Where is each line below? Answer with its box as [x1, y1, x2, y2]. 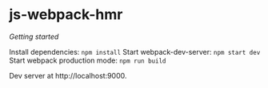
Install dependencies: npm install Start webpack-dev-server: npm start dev [9, 47, 261, 56]
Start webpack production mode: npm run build [9, 55, 166, 65]
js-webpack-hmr [9, 6, 123, 24]
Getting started [9, 32, 59, 41]
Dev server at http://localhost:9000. [9, 71, 127, 80]
